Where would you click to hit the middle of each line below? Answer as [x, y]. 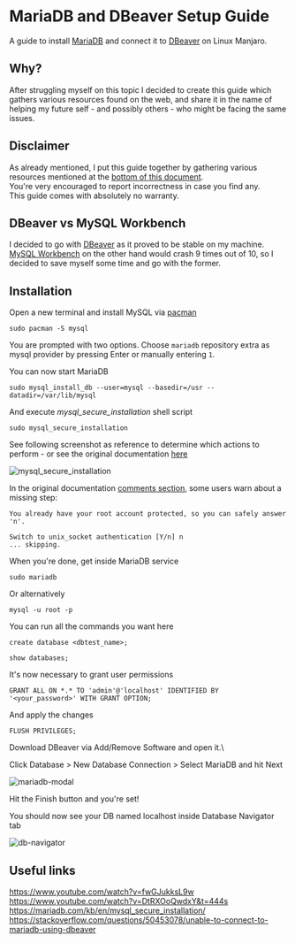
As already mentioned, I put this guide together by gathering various [133, 167]
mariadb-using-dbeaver [53, 929]
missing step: [34, 498]
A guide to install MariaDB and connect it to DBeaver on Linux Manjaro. [138, 41]
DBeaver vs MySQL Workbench [98, 223]
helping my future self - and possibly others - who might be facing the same [148, 109]
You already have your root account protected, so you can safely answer [148, 514]
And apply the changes [52, 715]
